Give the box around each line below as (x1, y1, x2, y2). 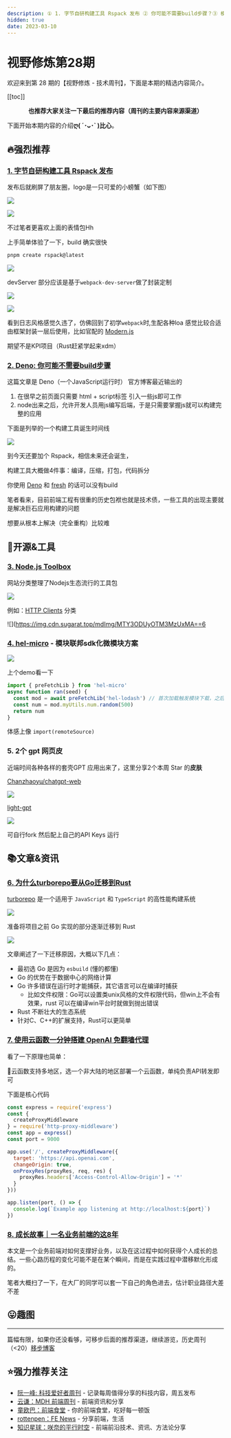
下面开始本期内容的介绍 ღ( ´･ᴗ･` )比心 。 (7, 121, 118, 130)
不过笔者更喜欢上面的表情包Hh (7, 223, 94, 232)
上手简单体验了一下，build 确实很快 (7, 238, 108, 246)
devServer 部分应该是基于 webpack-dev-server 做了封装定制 (7, 278, 172, 286)
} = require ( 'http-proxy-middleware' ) (7, 1123, 118, 1130)
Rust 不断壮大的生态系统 (16, 1007, 86, 1016)
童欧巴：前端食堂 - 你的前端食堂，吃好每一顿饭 (16, 1406, 151, 1414)
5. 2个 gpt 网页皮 (7, 746, 63, 756)
